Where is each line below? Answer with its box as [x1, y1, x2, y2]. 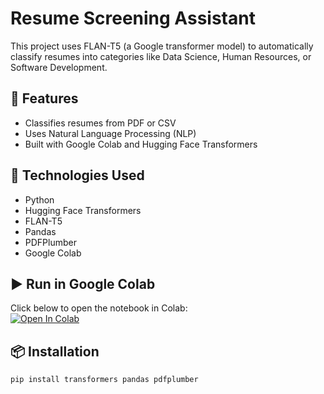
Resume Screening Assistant [10, 7, 256, 30]
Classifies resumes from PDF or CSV [24, 117, 177, 129]
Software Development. [10, 61, 108, 73]
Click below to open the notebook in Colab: [10, 302, 188, 314]
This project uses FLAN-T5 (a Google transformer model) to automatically [10, 40, 314, 52]
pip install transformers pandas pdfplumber [10, 375, 199, 385]
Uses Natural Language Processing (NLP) [24, 127, 197, 139]
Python [24, 193, 55, 206]
